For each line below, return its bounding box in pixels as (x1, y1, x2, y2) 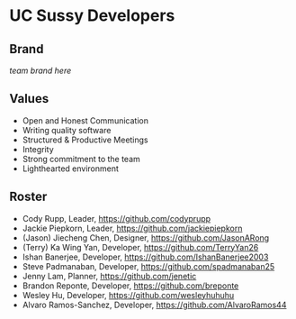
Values (9, 91, 49, 106)
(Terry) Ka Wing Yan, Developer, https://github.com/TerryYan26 (22, 242, 259, 252)
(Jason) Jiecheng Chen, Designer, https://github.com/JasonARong (22, 232, 270, 243)
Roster (9, 189, 48, 205)
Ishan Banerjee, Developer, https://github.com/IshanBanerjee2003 (22, 251, 269, 262)
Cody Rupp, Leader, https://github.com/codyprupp (22, 213, 211, 223)
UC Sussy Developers (9, 5, 175, 26)
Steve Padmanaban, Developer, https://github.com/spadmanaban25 (22, 260, 275, 271)
